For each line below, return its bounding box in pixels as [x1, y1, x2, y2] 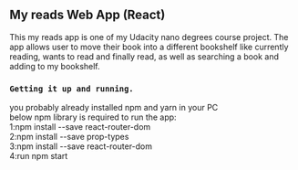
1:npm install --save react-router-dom [9, 122, 151, 133]
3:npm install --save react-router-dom [9, 141, 153, 152]
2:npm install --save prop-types [9, 132, 129, 143]
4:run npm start [9, 151, 68, 162]
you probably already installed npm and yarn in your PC [9, 102, 219, 113]
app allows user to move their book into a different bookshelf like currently [9, 41, 289, 52]
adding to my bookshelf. [9, 60, 100, 71]
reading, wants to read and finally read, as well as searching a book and [9, 50, 280, 62]
